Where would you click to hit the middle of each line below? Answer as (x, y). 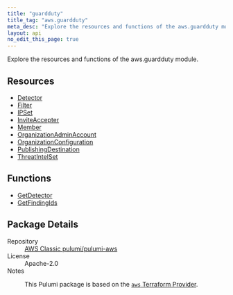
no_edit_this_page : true (43, 40)
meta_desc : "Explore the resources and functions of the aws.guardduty (113, 26)
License (18, 256)
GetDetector (35, 195)
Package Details (43, 225)
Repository (23, 241)
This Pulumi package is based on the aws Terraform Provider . (111, 284)
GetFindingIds (37, 203)
